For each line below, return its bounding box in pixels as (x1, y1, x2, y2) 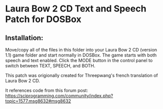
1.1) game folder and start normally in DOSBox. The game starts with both (5, 52, 157, 58)
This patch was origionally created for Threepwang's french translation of (5, 72, 158, 78)
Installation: (5, 33, 44, 42)
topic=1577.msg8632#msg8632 (5, 98, 71, 104)
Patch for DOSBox (5, 13, 81, 25)
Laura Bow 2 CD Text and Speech (5, 3, 147, 14)
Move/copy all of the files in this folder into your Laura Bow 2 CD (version (5, 47, 157, 52)
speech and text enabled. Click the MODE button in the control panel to (5, 57, 153, 63)
